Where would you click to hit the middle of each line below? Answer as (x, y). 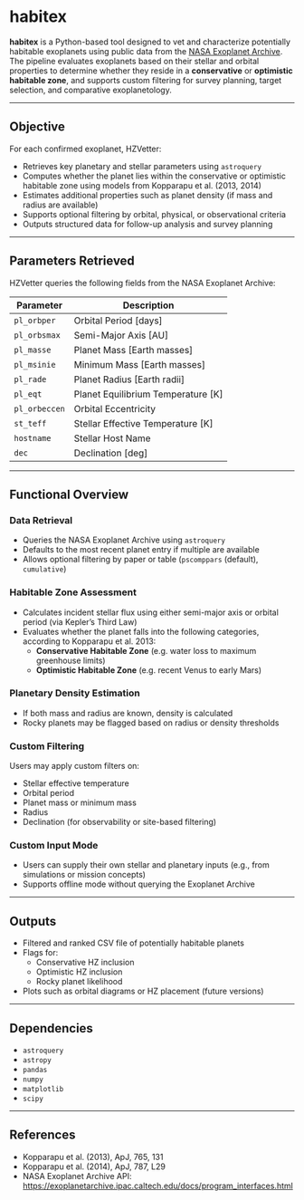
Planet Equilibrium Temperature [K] (148, 394)
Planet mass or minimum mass (80, 802)
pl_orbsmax (37, 335)
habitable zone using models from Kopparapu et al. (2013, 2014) (142, 185)
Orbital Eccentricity (115, 408)
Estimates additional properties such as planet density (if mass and (147, 195)
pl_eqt (28, 394)
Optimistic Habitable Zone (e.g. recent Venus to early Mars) (149, 670)
